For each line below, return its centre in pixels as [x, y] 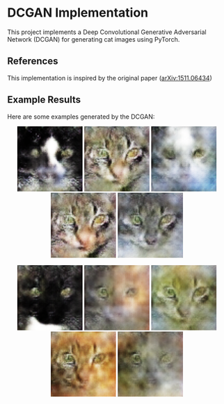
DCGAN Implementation [78, 13]
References [33, 61]
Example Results [44, 100]
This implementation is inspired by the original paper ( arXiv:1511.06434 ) [110, 78]
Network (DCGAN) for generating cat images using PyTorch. [94, 39]
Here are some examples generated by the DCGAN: [81, 117]
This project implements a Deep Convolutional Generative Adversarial [107, 32]
